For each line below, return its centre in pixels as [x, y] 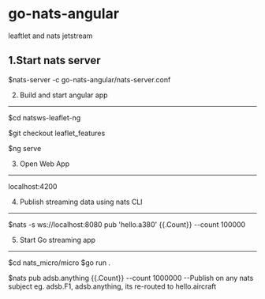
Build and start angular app [63, 95]
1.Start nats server [54, 61]
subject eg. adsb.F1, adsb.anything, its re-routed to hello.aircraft [112, 286]
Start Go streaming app [58, 240]
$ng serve [25, 148]
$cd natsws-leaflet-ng [45, 117]
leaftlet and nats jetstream [50, 36]
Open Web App [45, 164]
